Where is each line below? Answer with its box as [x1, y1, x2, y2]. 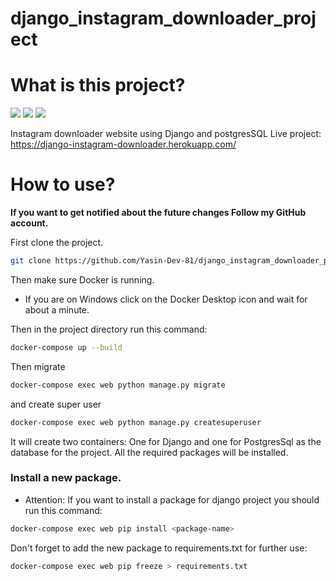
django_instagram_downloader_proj [10, 7, 317, 30]
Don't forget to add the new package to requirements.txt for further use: [10, 542, 308, 554]
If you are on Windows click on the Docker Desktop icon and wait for [24, 293, 308, 305]
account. [10, 217, 49, 229]
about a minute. [24, 303, 90, 316]
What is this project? [10, 74, 186, 97]
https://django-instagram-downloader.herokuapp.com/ [10, 138, 237, 151]
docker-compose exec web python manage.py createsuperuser [10, 417, 262, 427]
